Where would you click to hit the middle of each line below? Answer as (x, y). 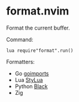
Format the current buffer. (38, 28)
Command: (20, 39)
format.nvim (38, 11)
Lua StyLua (29, 80)
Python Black (31, 86)
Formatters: (20, 62)
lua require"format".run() (40, 50)
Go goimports (32, 73)
